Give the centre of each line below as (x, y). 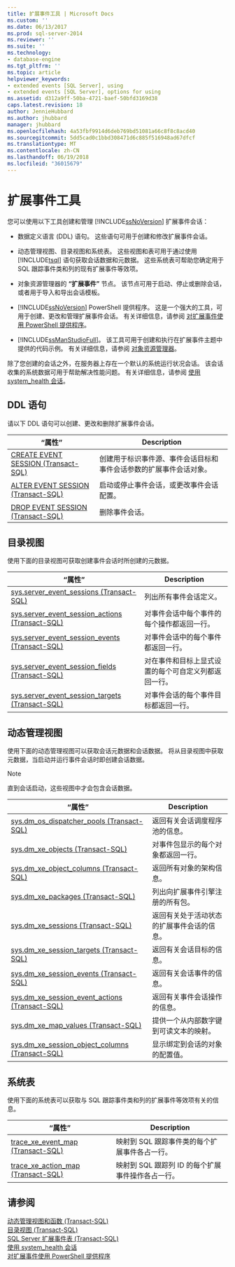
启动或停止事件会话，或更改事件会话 (159, 485)
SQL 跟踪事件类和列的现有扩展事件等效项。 (79, 269)
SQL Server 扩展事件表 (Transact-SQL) (63, 1238)
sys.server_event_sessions (55, 592)
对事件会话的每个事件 (179, 695)
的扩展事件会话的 (180, 926)
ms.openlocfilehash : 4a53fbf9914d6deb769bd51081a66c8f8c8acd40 (101, 131)
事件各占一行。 (148, 1152)
